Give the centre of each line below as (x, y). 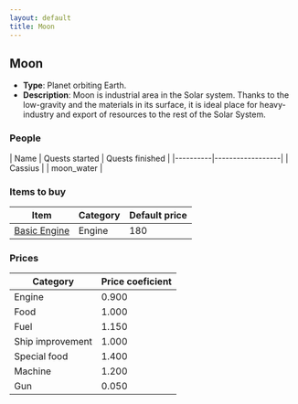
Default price (158, 215)
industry (38, 114)
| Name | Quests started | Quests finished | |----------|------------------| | (149, 158)
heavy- (272, 105)
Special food (41, 356)
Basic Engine (42, 230)
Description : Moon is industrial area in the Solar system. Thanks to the (156, 95)
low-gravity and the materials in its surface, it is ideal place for (140, 105)
